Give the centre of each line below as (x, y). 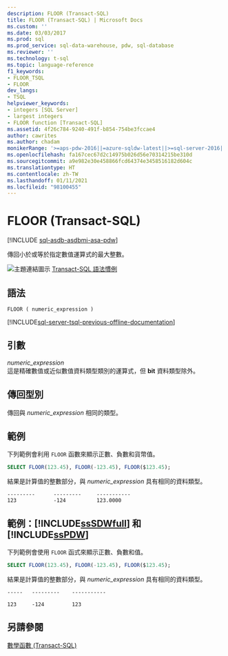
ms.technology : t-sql (38, 59)
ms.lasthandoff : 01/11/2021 (48, 180)
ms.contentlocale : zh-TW (43, 174)
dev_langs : (23, 90)
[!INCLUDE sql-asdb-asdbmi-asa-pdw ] (63, 240)
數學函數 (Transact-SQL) (42, 645)
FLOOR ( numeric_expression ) (51, 309)
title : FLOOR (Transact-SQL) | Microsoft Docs (75, 20)
